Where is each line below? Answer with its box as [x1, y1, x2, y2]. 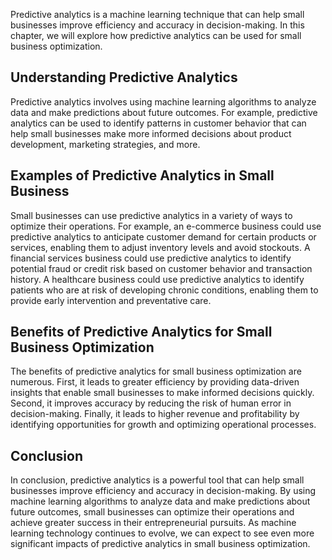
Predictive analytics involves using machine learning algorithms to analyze [10, 95, 317, 108]
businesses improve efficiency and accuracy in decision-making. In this [10, 19, 305, 31]
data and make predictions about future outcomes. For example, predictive [10, 106, 318, 118]
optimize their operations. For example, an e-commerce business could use [10, 220, 322, 232]
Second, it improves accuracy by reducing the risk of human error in [10, 397, 292, 409]
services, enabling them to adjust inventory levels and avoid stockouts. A [10, 241, 311, 253]
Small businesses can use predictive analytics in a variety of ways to [10, 209, 293, 221]
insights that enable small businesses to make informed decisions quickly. [10, 387, 315, 399]
